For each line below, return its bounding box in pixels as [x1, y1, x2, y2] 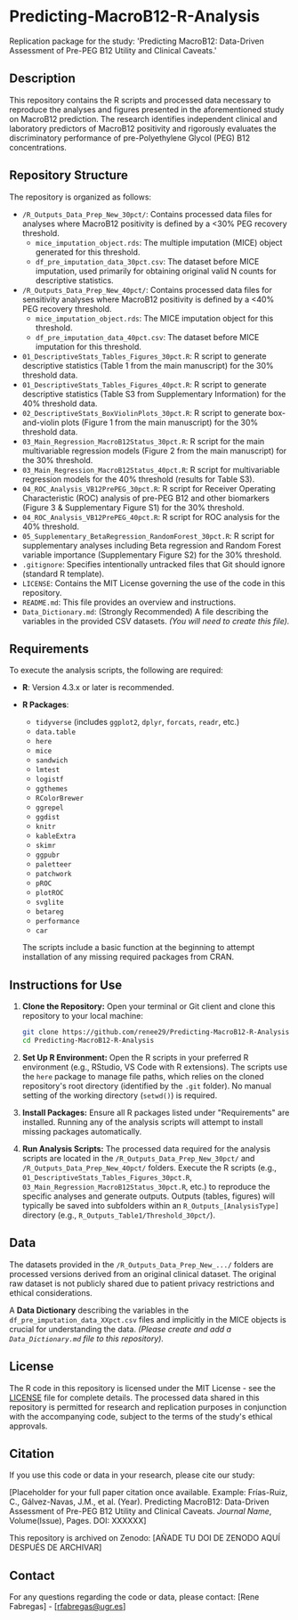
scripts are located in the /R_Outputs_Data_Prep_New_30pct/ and [21, 1152, 255, 1163]
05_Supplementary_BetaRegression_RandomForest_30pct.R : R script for [21, 530, 275, 541]
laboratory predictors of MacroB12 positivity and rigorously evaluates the [9, 123, 277, 134]
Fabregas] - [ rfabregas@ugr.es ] [9, 1601, 126, 1612]
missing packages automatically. [21, 1126, 142, 1136]
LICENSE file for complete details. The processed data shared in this [9, 1392, 260, 1403]
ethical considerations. [9, 1287, 93, 1298]
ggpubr [35, 851, 60, 860]
